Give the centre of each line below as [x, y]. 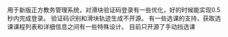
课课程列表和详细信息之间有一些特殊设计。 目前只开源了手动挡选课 [101, 27]
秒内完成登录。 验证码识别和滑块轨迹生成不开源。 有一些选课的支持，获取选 [114, 18]
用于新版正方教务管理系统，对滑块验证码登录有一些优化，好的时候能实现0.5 [114, 10]
